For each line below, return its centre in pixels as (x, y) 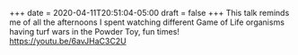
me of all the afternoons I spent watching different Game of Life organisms (147, 22)
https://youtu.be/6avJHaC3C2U (68, 41)
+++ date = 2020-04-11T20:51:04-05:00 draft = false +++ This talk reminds (149, 13)
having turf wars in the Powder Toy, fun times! (94, 31)
